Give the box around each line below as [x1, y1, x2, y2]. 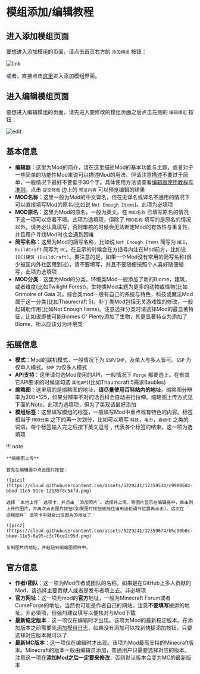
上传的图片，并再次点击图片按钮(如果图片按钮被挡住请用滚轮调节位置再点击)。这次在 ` [6, 506, 190, 512]
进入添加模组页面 [6, 31, 69, 41]
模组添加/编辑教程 [6, 5, 94, 19]
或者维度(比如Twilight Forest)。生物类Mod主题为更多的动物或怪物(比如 [14, 283, 188, 290]
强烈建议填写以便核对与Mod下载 [56, 610, 136, 617]
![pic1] [6, 478, 26, 484]
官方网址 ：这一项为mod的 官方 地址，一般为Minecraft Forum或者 [14, 595, 171, 602]
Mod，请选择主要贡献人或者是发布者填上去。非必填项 [14, 587, 146, 594]
